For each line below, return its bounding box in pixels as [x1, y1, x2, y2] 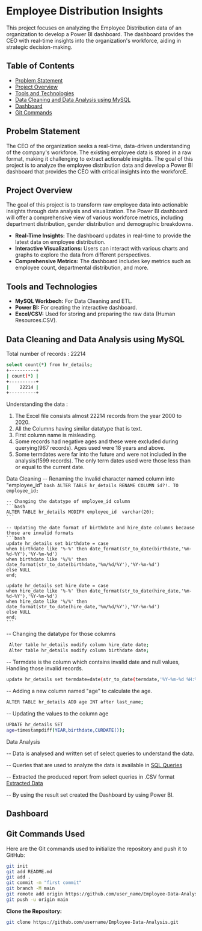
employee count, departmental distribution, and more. [14, 264, 149, 272]
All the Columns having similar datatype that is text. [14, 425, 142, 432]
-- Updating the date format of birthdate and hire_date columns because [6, 525, 195, 531]
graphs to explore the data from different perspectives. [14, 251, 151, 258]
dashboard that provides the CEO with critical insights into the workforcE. [6, 167, 188, 175]
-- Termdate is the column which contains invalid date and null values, [6, 658, 180, 665]
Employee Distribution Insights [6, 4, 164, 18]
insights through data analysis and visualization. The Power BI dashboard [6, 208, 188, 215]
